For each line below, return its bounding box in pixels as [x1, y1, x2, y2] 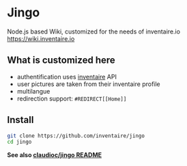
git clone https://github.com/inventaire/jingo [7, 132, 145, 139]
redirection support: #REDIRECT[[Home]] [16, 94, 127, 102]
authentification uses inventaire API [16, 72, 117, 81]
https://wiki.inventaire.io [7, 34, 75, 42]
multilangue [16, 87, 51, 95]
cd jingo [7, 139, 32, 146]
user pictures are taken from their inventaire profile [16, 80, 160, 88]
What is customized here [7, 55, 116, 66]
